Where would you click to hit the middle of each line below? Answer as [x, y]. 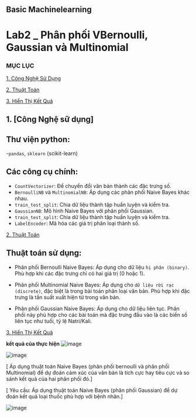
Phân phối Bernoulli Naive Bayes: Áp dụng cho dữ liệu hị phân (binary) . [102, 267]
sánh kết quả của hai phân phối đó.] [49, 379]
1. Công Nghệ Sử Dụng [34, 78]
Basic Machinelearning [49, 10]
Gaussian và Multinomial [67, 47]
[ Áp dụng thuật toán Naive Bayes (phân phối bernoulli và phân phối [88, 366]
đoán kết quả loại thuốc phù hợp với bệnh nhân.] [64, 396]
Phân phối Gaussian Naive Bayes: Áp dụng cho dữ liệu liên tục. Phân [97, 308]
